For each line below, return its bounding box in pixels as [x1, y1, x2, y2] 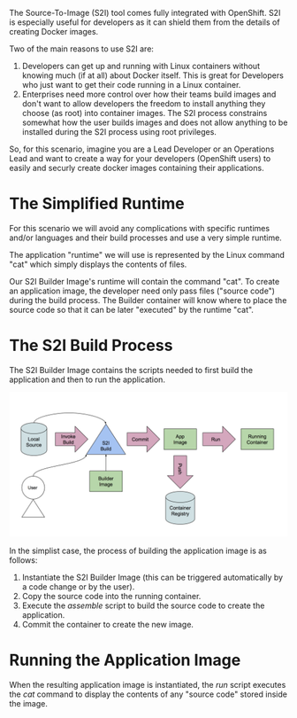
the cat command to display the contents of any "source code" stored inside [9, 689, 287, 699]
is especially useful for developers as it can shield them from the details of [9, 17, 280, 27]
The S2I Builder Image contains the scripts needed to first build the [9, 364, 254, 375]
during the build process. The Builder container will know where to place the [9, 294, 287, 305]
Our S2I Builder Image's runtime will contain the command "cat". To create [9, 276, 280, 286]
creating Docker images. [9, 27, 99, 36]
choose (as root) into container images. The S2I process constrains [21, 108, 268, 118]
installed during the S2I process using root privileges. [21, 127, 217, 137]
